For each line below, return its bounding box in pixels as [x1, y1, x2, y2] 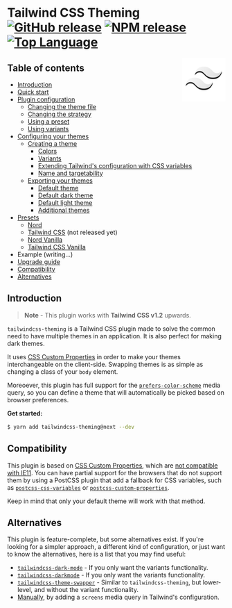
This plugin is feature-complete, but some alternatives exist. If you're [7, 535, 204, 543]
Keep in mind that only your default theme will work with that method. [7, 497, 206, 505]
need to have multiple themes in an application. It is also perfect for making [7, 331, 222, 340]
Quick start [17, 88, 49, 96]
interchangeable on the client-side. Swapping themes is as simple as [7, 360, 204, 368]
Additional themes [37, 206, 90, 214]
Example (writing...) [17, 250, 73, 258]
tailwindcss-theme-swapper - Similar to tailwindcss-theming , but [17, 578, 202, 586]
